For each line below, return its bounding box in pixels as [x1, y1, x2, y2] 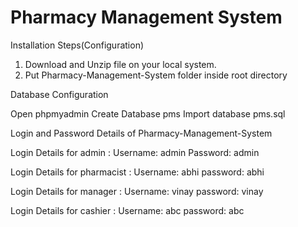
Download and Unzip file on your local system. [24, 58, 217, 70]
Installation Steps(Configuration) [10, 39, 145, 51]
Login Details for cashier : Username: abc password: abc [10, 204, 245, 216]
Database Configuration [10, 88, 109, 100]
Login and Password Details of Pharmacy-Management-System [10, 127, 273, 139]
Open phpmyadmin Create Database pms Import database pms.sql [10, 107, 286, 120]
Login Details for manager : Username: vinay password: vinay [10, 185, 264, 197]
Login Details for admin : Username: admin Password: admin [10, 146, 260, 158]
